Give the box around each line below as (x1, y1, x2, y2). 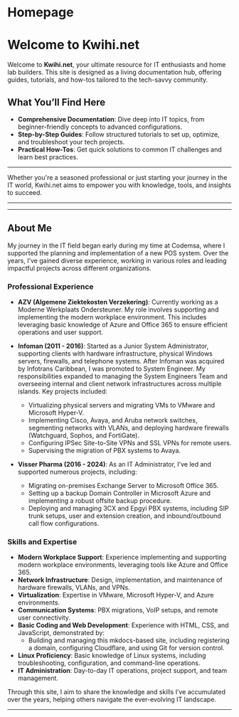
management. (17, 674, 59, 683)
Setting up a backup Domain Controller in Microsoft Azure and (28, 489, 211, 498)
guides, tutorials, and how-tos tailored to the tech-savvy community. (7, 75, 208, 84)
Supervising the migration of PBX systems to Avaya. (28, 446, 181, 455)
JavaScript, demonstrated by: (17, 629, 105, 637)
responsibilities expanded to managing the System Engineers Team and (17, 372, 228, 381)
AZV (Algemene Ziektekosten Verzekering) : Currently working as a (17, 298, 218, 307)
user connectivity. (17, 613, 71, 622)
